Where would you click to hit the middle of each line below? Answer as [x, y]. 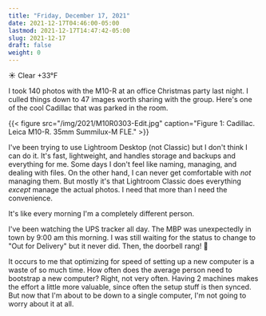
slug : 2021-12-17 [37, 38]
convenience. [31, 198]
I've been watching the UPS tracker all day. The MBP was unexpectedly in [130, 229]
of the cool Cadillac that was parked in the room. [88, 108]
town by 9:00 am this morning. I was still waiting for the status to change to [132, 237]
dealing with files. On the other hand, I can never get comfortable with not [130, 173]
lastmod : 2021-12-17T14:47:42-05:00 [69, 30]
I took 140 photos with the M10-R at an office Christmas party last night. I [129, 91]
